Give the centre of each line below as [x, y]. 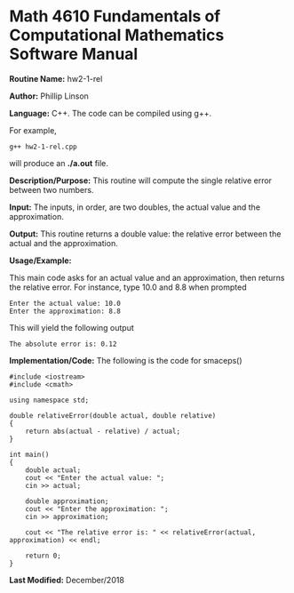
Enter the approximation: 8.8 [65, 311]
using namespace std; [49, 400]
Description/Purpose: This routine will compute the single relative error [141, 180]
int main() [29, 454]
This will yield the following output [72, 327]
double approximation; [67, 501]
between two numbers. [52, 189]
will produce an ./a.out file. [59, 163]
